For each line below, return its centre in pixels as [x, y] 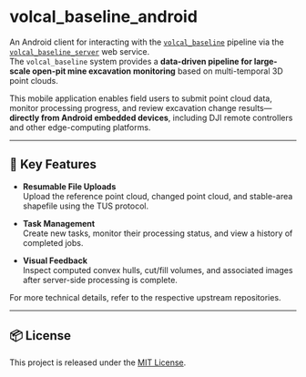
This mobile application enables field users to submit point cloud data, [141, 98]
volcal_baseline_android [104, 17]
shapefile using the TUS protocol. [85, 206]
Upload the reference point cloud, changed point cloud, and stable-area [158, 196]
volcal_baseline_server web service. [80, 51]
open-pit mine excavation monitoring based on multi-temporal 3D [158, 71]
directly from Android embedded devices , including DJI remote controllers [151, 117]
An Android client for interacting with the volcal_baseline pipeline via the [147, 42]
